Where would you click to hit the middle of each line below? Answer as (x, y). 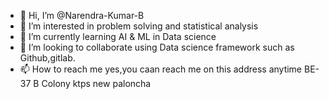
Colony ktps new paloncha (96, 83)
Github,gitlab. (47, 58)
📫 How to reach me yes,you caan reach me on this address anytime (161, 69)
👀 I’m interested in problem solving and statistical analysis (139, 26)
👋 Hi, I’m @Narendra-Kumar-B (82, 15)
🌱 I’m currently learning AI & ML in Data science (118, 36)
